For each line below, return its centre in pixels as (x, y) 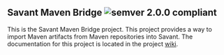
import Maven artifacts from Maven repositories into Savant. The (100, 36)
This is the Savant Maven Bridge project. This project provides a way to (110, 29)
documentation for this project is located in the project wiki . (93, 44)
